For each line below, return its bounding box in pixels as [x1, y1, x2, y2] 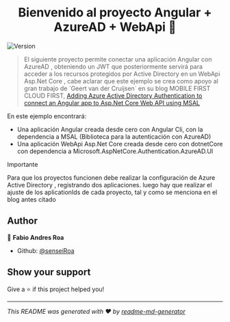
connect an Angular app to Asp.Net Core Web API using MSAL [23, 98, 201, 107]
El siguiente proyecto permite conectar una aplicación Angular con [23, 55, 212, 63]
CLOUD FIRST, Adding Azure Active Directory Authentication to [23, 91, 203, 100]
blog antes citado [7, 195, 56, 203]
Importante [7, 160, 38, 168]
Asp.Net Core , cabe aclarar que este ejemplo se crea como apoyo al [23, 77, 219, 85]
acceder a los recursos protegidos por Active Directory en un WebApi [23, 70, 220, 78]
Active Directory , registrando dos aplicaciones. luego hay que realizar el [7, 180, 212, 189]
